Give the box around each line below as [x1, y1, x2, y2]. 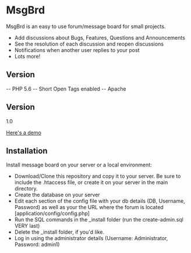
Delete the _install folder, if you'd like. [14, 228, 105, 235]
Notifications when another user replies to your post [14, 46, 140, 53]
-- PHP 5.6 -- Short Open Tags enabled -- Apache [6, 85, 126, 92]
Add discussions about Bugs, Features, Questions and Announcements [14, 34, 185, 41]
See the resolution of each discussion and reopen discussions [14, 40, 164, 47]
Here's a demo [6, 129, 42, 136]
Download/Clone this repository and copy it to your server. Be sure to [14, 173, 181, 180]
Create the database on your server [14, 191, 100, 199]
